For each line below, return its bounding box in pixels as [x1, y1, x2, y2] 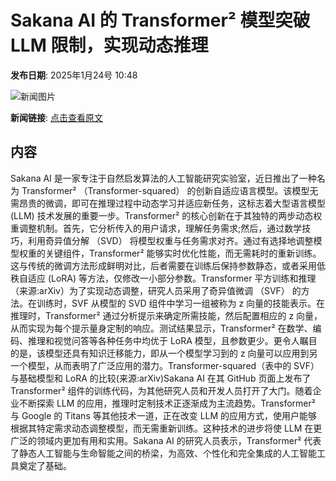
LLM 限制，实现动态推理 [10, 34, 209, 57]
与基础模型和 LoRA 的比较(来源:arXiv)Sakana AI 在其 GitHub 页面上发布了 [10, 372, 312, 384]
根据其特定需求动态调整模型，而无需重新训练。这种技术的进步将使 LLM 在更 [10, 422, 323, 434]
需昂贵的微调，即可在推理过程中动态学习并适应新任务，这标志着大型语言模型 [10, 197, 326, 209]
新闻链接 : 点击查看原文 [10, 111, 103, 123]
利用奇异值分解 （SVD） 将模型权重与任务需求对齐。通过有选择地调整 [27, 234, 314, 246]
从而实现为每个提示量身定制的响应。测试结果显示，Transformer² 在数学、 [10, 322, 313, 334]
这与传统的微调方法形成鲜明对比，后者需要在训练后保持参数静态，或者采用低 [10, 259, 326, 271]
